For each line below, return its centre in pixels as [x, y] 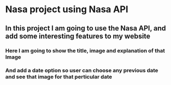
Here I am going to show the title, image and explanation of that [85, 50]
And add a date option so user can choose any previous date [82, 71]
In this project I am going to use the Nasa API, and [86, 28]
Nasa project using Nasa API [67, 9]
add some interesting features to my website [78, 36]
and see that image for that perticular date [59, 77]
